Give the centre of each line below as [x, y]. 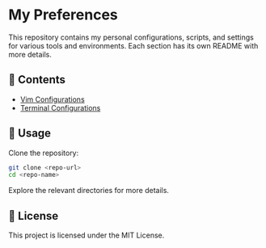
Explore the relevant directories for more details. [89, 191]
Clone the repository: [44, 153]
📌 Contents [37, 80]
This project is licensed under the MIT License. [87, 235]
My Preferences [63, 15]
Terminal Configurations [60, 107]
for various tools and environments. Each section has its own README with [133, 45]
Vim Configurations [52, 99]
